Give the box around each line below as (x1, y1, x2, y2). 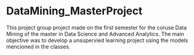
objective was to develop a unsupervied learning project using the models (6, 36, 188, 44)
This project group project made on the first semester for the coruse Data (6, 24, 187, 31)
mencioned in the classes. (6, 43, 70, 50)
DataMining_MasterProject (6, 4, 143, 18)
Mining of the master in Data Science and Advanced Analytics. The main (6, 30, 184, 37)
